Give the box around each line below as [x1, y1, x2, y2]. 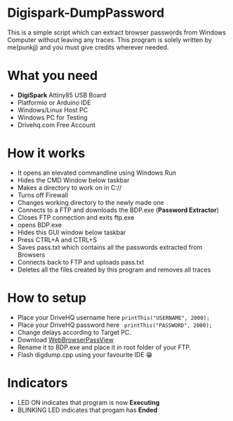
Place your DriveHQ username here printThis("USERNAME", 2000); [17, 313, 211, 321]
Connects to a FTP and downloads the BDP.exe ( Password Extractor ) [17, 206, 220, 214]
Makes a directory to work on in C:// [17, 183, 122, 192]
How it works [7, 145, 86, 161]
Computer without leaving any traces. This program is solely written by [7, 35, 212, 44]
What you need [7, 68, 98, 83]
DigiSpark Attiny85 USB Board [17, 91, 107, 99]
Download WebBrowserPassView [17, 335, 114, 344]
